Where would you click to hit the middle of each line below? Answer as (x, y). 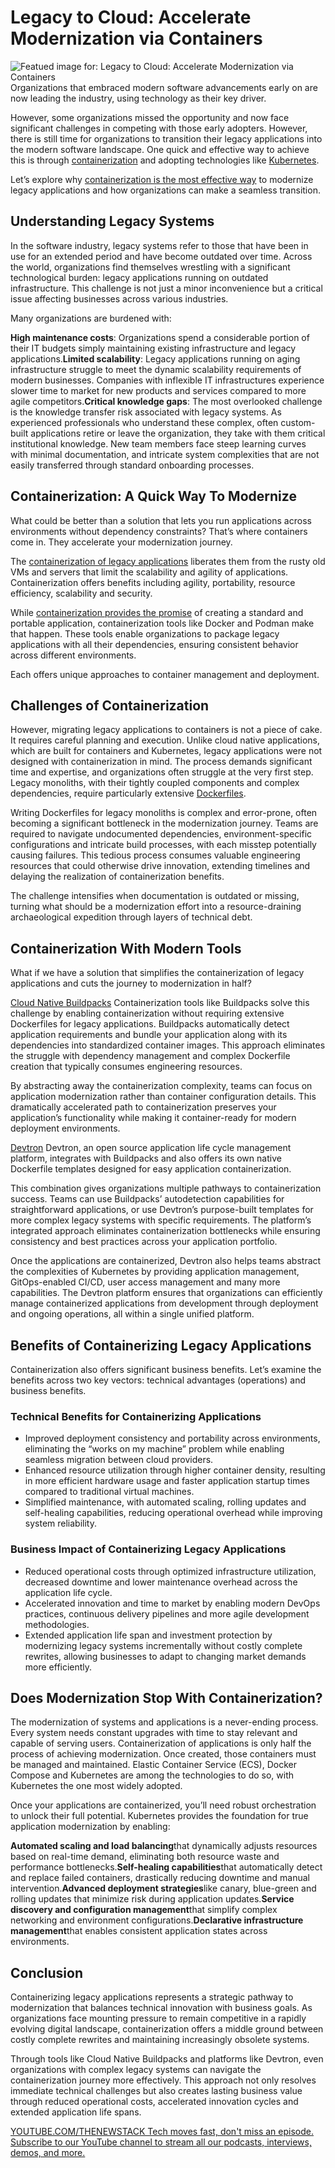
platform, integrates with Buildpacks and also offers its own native (146, 1158)
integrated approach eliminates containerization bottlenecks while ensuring (165, 1231)
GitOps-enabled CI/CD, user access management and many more (145, 1282)
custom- (298, 422)
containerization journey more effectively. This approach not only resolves (163, 2080)
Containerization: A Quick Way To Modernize (153, 496)
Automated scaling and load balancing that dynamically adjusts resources (164, 1846)
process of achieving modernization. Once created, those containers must (163, 1754)
